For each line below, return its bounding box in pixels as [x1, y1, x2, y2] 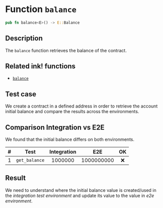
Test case [5, 89, 37, 98]
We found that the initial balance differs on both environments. [5, 137, 135, 143]
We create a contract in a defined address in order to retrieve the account [5, 103, 158, 109]
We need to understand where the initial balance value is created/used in [5, 187, 157, 193]
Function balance [5, 4, 77, 15]
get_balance [16, 157, 45, 163]
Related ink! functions [5, 62, 76, 71]
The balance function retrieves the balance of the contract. [5, 47, 127, 53]
